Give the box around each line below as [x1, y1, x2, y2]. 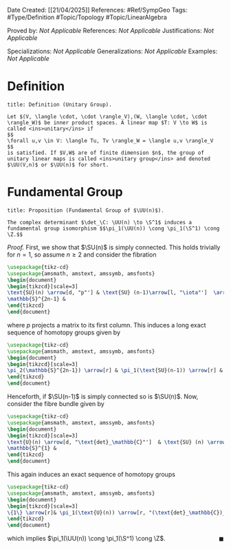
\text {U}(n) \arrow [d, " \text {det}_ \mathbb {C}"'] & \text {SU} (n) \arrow [7, 438, 226, 446]
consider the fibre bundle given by [7, 400, 104, 408]
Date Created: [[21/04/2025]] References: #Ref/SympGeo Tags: [7, 6, 188, 14]
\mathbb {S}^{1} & [7, 445, 57, 452]
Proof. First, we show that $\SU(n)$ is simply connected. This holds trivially [7, 243, 221, 251]
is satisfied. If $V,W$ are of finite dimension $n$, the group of [7, 149, 205, 156]
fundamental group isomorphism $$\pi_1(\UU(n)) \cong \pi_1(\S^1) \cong [7, 225, 220, 232]
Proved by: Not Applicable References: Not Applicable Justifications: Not [7, 27, 214, 34]
